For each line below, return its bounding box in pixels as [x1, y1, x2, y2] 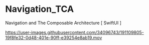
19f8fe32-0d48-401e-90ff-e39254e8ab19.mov [5, 35, 102, 41]
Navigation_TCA [5, 3, 74, 15]
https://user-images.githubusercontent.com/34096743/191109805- [5, 29, 144, 35]
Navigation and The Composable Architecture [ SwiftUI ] [5, 20, 122, 26]
